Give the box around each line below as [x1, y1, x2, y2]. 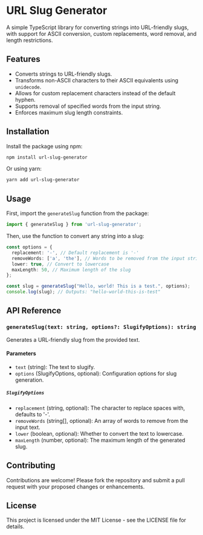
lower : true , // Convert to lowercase [11, 261, 110, 267]
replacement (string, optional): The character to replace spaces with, [14, 404, 185, 411]
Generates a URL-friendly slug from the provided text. [6, 336, 140, 343]
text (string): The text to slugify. [14, 363, 95, 370]
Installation [6, 127, 50, 137]
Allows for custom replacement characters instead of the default [14, 89, 176, 97]
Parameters [6, 350, 36, 357]
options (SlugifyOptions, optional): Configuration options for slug [14, 370, 177, 377]
